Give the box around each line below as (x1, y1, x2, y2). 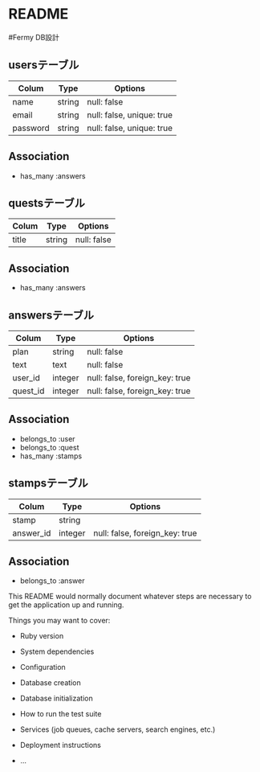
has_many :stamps (19, 451, 83, 461)
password (12, 122, 50, 133)
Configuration (19, 663, 66, 672)
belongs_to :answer (19, 576, 85, 585)
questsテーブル (8, 196, 86, 210)
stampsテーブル (8, 476, 88, 491)
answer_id (12, 528, 51, 539)
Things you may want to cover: (8, 616, 111, 626)
